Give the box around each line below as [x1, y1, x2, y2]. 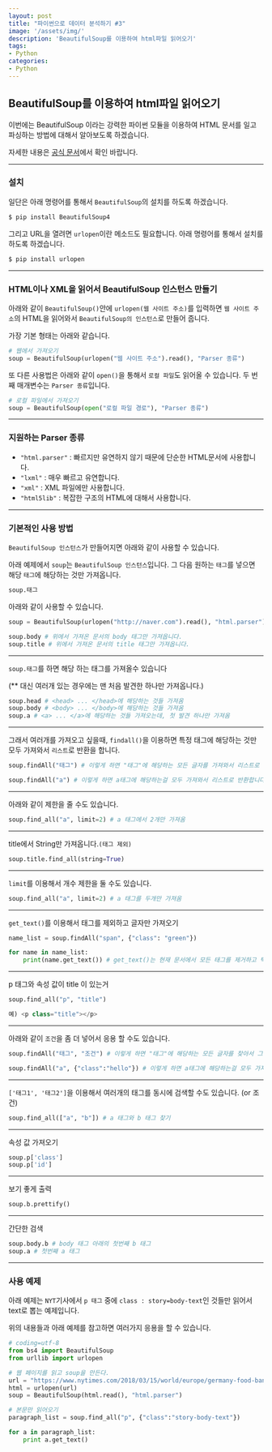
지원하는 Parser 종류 [8, 432, 85, 443]
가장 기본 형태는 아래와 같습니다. [8, 330, 111, 341]
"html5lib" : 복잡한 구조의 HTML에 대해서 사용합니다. [19, 492, 192, 503]
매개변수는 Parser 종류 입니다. [16, 380, 110, 390]
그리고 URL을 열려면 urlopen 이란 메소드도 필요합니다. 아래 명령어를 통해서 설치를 [8, 229, 264, 238]
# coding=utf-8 [8, 1339, 60, 1347]
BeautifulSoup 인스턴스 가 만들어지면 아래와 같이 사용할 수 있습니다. [8, 542, 220, 552]
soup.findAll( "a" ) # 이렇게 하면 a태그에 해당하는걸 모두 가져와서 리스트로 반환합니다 [8, 776, 266, 784]
